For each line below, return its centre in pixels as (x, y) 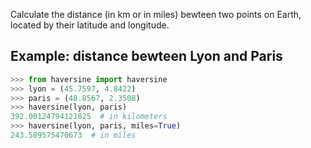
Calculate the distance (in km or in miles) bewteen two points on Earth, (156, 14)
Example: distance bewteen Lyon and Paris (146, 56)
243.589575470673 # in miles (73, 135)
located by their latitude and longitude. (90, 25)
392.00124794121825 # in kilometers (89, 117)
